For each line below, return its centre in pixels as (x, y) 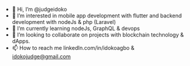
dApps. (21, 41)
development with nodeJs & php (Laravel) (64, 22)
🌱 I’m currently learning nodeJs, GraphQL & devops (76, 28)
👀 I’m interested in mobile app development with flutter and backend (97, 16)
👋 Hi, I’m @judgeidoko (40, 9)
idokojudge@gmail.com (41, 56)
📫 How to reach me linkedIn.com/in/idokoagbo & (73, 48)
